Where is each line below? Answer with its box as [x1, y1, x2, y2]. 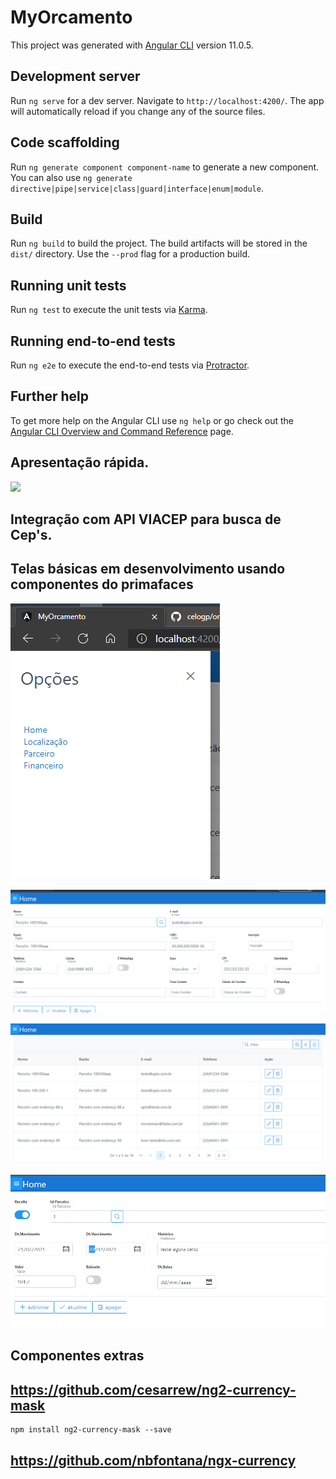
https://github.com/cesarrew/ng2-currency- [10, 1381, 297, 1398]
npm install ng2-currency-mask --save [10, 1425, 172, 1435]
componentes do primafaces [10, 576, 194, 593]
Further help [10, 388, 90, 405]
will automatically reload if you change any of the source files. [10, 105, 266, 117]
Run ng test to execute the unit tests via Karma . [10, 304, 208, 316]
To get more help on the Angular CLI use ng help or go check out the [10, 414, 294, 426]
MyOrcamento [10, 6, 133, 29]
